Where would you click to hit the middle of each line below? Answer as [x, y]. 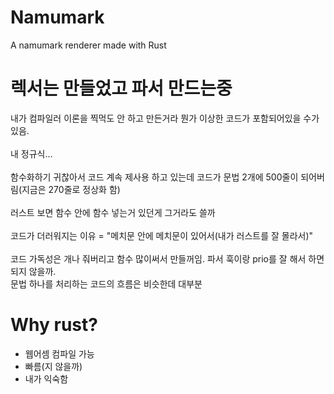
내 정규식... [31, 153]
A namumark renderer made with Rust [88, 45]
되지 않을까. [33, 271]
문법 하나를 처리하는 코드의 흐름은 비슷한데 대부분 [106, 283]
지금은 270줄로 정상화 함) [71, 189]
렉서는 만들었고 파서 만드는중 [121, 88]
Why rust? [54, 325]
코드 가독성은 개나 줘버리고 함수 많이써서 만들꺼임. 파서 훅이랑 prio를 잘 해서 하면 [167, 258]
